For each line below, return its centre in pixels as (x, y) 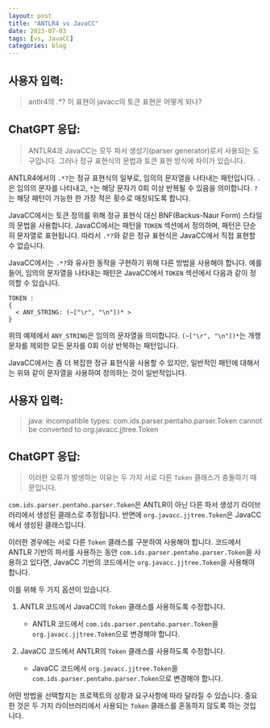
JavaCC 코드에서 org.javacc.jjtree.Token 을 (105, 668)
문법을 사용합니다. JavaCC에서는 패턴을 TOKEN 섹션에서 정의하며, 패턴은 (129, 225)
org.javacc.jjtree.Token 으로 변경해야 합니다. (106, 634)
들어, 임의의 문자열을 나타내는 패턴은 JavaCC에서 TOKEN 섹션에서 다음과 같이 (128, 272)
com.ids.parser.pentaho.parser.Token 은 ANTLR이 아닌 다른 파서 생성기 (124, 505)
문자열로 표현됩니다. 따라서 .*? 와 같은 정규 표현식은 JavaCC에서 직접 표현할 (136, 235)
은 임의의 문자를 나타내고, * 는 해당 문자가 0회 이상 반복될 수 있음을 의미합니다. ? (133, 187)
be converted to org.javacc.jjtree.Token (93, 429)
